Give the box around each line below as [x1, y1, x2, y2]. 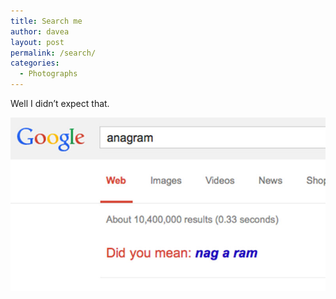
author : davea [10, 26, 70, 37]
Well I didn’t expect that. [10, 98, 110, 109]
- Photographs [19, 69, 78, 79]
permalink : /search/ [10, 48, 97, 58]
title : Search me [10, 16, 83, 26]
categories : [10, 58, 60, 69]
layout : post [10, 37, 65, 47]
